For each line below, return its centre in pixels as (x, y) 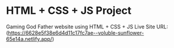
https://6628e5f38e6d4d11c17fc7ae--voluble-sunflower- (76, 32)
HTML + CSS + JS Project (69, 11)
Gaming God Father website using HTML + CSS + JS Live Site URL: (87, 27)
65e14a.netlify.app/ (29, 39)
